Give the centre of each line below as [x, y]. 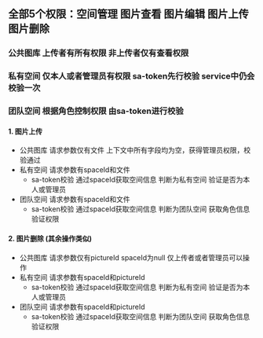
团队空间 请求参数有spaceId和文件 [75, 200]
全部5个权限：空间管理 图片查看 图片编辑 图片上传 [128, 14]
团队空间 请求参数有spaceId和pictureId [82, 307]
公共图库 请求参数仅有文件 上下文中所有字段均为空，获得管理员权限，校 [135, 150]
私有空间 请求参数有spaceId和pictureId [82, 277]
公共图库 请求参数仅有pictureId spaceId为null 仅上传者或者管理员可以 [131, 257]
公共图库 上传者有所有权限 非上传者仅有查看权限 [99, 53]
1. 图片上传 [26, 131]
